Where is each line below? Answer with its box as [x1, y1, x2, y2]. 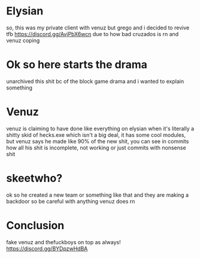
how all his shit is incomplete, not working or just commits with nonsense [6, 144, 187, 151]
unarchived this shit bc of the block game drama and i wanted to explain [6, 77, 184, 85]
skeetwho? [6, 172, 63, 185]
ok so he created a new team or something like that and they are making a [6, 191, 189, 199]
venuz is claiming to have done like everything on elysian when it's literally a [6, 125, 195, 132]
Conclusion [6, 218, 65, 232]
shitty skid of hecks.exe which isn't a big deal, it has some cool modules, [6, 131, 186, 139]
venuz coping [6, 37, 40, 44]
